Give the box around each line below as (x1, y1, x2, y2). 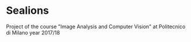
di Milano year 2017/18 (6, 29, 60, 36)
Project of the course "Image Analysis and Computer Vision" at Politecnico (6, 23, 186, 30)
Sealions (6, 4, 50, 17)
